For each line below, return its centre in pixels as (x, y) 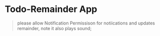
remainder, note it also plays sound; (54, 28)
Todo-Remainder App (51, 9)
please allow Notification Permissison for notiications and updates (86, 23)
